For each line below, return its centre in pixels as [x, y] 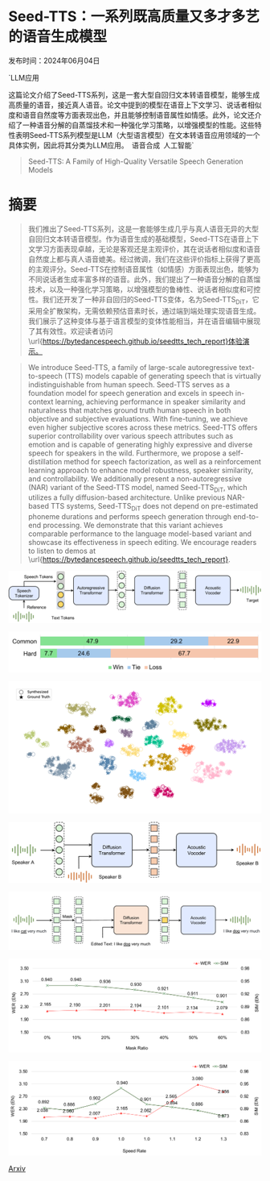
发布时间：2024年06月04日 [54, 60]
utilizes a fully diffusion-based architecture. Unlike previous [127, 497]
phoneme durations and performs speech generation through [129, 517]
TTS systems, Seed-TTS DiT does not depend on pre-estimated [155, 507]
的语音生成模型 [58, 37]
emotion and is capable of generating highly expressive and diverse [140, 444]
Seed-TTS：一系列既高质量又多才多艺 [134, 17]
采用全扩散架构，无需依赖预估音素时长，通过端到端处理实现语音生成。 [144, 310]
